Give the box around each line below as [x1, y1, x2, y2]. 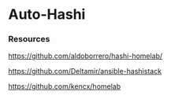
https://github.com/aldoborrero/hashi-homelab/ [8, 51, 163, 60]
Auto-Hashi [8, 5, 86, 24]
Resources [8, 34, 50, 45]
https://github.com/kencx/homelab [8, 82, 121, 91]
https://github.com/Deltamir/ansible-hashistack [8, 67, 162, 76]
